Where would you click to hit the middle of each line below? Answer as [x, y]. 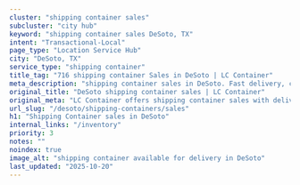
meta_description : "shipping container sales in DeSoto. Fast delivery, [147, 84]
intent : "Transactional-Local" [67, 42]
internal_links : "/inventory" [66, 125]
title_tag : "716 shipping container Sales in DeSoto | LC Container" [142, 76]
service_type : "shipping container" [77, 68]
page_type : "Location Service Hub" [75, 51]
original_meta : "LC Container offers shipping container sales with [139, 100]
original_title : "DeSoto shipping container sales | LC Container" [137, 92]
